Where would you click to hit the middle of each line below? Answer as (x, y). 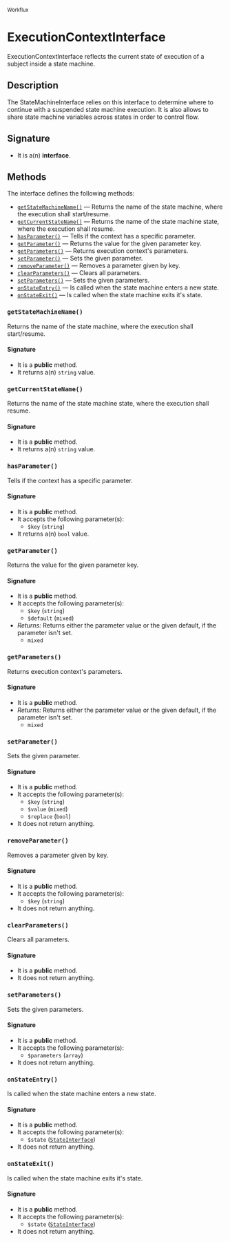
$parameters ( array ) (55, 1055)
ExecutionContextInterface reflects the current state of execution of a (106, 56)
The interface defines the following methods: (71, 194)
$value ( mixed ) (48, 809)
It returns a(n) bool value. (53, 534)
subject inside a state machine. (51, 64)
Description (33, 85)
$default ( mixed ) (51, 618)
